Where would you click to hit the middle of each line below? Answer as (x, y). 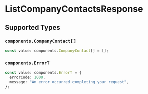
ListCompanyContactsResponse (74, 9)
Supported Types (33, 28)
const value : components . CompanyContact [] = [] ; (57, 51)
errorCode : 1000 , (27, 77)
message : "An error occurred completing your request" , (69, 82)
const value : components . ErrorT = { (43, 73)
